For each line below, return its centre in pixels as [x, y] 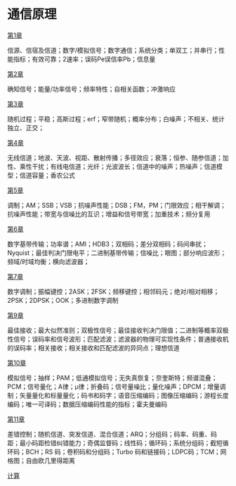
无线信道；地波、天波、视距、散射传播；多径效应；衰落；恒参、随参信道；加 [118, 157]
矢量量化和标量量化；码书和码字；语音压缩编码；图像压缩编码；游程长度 [124, 395]
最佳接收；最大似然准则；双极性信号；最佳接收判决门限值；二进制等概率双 [115, 330]
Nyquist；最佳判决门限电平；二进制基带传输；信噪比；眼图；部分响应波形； [117, 253]
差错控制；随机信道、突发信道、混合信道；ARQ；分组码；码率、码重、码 [112, 434]
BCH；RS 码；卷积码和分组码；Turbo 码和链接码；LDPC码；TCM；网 [126, 451]
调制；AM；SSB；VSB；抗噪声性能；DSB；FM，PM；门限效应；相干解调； [117, 205]
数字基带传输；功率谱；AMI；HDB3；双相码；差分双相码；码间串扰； [108, 244]
